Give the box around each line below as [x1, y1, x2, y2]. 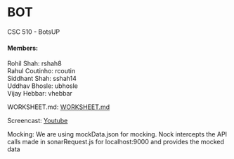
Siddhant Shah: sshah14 [7, 75, 77, 83]
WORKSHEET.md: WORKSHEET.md [7, 103, 110, 111]
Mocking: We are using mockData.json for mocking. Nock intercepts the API [7, 130, 227, 139]
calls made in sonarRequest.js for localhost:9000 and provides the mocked [7, 138, 225, 146]
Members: [7, 44, 39, 52]
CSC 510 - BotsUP [7, 27, 60, 36]
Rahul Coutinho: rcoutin [7, 67, 76, 75]
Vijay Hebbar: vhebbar [7, 89, 72, 98]
